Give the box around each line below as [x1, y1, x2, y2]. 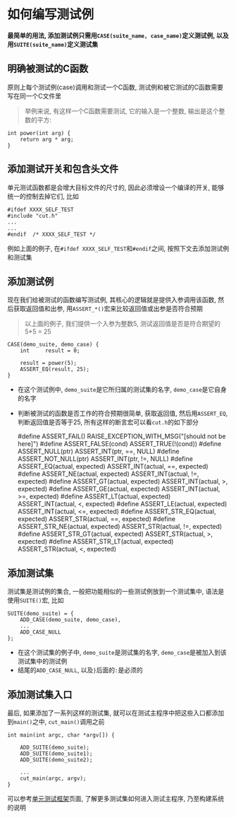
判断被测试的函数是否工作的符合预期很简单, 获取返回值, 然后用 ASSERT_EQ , [17, 409, 228, 418]
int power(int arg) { [7, 129, 71, 136]
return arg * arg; [20, 136, 74, 143]
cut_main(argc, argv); [20, 775, 87, 782]
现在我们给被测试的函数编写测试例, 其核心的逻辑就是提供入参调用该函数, [7, 296, 217, 304]
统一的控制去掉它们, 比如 [7, 192, 79, 200]
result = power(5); [20, 360, 77, 367]
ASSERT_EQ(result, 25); [20, 366, 90, 373]
